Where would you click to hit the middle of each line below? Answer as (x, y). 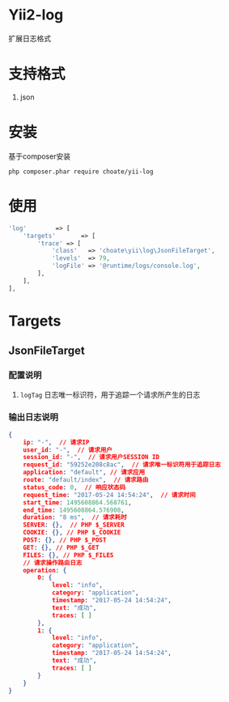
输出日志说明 (34, 417)
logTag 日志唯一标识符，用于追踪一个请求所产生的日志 (110, 394)
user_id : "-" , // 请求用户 (68, 450)
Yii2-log (36, 15)
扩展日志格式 (30, 38)
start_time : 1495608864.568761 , (77, 502)
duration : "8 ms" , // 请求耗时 (75, 517)
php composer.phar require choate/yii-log (81, 172)
